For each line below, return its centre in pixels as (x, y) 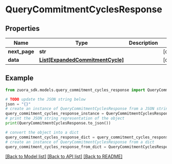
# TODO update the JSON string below (46, 99)
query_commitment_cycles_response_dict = (50, 137)
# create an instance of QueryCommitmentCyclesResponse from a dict (80, 142)
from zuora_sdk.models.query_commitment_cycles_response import (75, 90)
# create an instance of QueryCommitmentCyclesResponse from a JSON (80, 109)
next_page (21, 51)
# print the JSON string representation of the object (65, 119)
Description (143, 43)
